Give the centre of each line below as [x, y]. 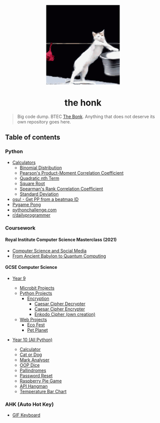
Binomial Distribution [41, 168]
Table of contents [33, 138]
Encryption [38, 298]
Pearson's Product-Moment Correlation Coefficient [72, 173]
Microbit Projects [37, 288]
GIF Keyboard [26, 415]
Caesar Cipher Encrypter [60, 309]
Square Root [32, 183]
